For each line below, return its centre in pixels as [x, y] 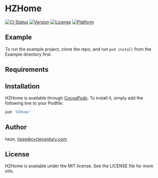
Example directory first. [28, 54]
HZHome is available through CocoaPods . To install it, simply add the [74, 98]
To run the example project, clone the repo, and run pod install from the [78, 49]
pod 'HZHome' [18, 112]
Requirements [27, 69]
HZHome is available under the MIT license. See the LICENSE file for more [79, 166]
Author [16, 127]
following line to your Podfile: [34, 103]
